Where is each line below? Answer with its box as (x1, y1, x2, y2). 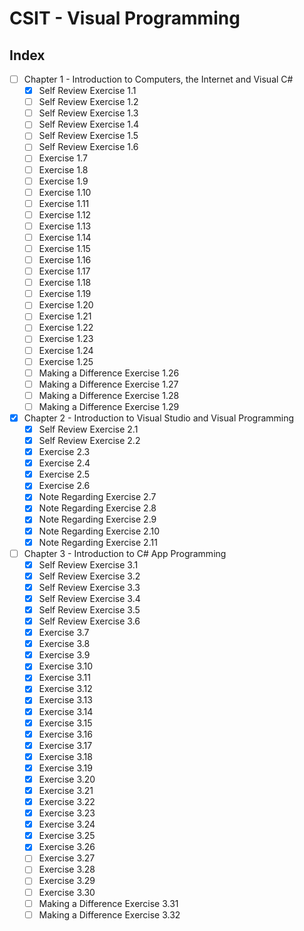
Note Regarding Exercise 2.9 (38, 513, 157, 526)
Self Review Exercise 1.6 (38, 141, 139, 153)
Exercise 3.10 (38, 660, 94, 672)
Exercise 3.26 (38, 841, 96, 853)
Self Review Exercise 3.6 (38, 615, 141, 627)
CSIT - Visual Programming (9, 7, 241, 30)
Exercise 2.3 (38, 446, 91, 458)
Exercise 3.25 (38, 830, 96, 842)
